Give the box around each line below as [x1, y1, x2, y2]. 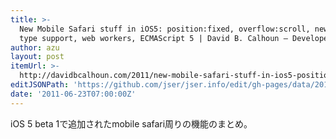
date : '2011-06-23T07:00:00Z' [10, 89, 137, 99]
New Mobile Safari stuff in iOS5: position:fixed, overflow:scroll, [19, 24, 311, 34]
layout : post [10, 52, 65, 62]
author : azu [10, 42, 60, 53]
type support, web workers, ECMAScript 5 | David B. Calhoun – [19, 33, 288, 43]
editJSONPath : [10, 80, 70, 90]
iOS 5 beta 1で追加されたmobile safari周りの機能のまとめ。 [10, 117, 253, 130]
